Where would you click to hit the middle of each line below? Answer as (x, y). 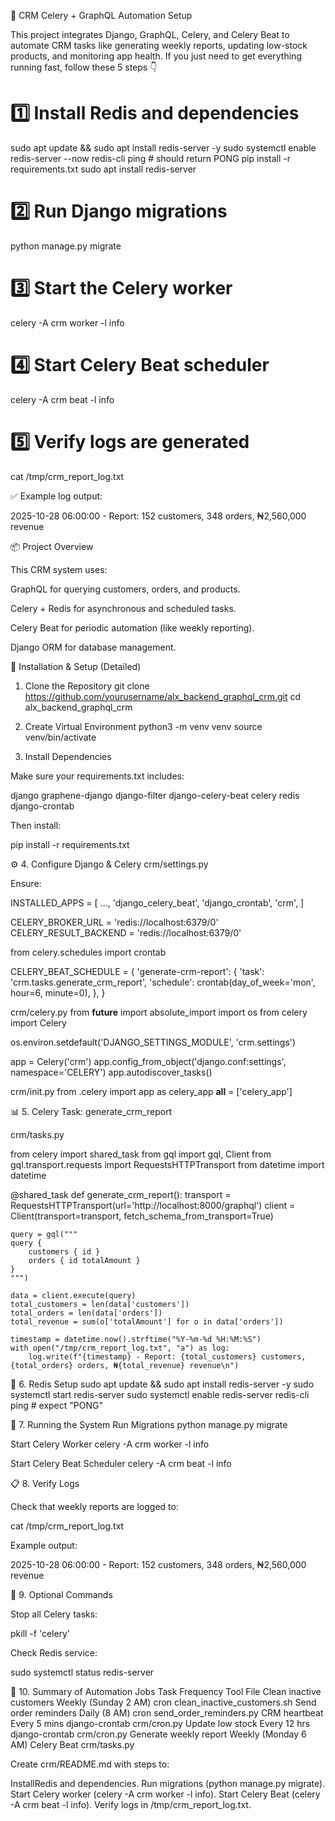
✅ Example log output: (56, 496)
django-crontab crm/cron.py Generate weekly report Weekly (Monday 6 (158, 1734)
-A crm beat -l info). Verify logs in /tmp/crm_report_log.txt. (131, 1804)
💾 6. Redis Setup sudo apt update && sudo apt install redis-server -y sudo (162, 1384)
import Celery (38, 1022)
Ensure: (26, 883)
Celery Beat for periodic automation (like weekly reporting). (132, 627)
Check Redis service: (54, 1652)
